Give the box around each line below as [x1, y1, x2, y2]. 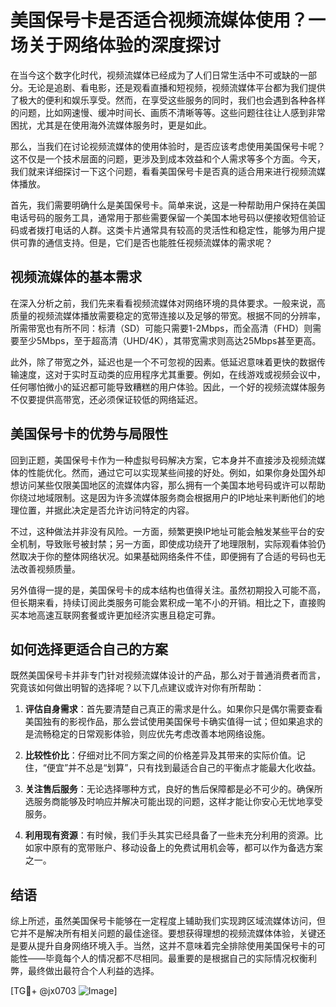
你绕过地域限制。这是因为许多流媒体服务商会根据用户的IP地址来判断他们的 [10, 491, 317, 503]
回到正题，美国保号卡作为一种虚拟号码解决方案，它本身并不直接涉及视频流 [10, 454, 317, 466]
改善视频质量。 [18, 562, 81, 575]
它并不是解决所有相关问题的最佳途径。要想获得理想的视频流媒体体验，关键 [10, 927, 317, 940]
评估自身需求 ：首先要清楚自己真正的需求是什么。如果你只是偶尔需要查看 [24, 703, 323, 715]
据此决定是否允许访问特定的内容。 [53, 504, 195, 516]
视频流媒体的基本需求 [10, 269, 142, 286]
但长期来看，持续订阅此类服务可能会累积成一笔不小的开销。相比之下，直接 [10, 596, 317, 608]
